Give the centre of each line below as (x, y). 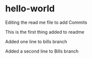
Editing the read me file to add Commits (46, 22)
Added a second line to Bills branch (42, 51)
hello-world (30, 9)
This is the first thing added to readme (45, 32)
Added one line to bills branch (36, 41)
